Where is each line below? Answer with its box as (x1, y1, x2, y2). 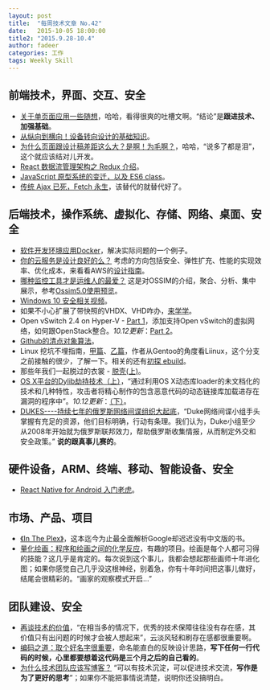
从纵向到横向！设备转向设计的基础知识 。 (19, 131, 154, 141)
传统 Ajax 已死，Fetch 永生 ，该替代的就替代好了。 (19, 182, 186, 191)
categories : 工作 (8, 49, 64, 57)
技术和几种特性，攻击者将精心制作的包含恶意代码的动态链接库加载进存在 (19, 386, 260, 396)
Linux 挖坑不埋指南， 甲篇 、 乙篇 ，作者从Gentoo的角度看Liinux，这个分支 (19, 346, 260, 355)
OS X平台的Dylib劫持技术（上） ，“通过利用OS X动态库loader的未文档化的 (19, 376, 260, 386)
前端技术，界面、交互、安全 (8, 88, 146, 102)
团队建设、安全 (8, 600, 83, 614)
